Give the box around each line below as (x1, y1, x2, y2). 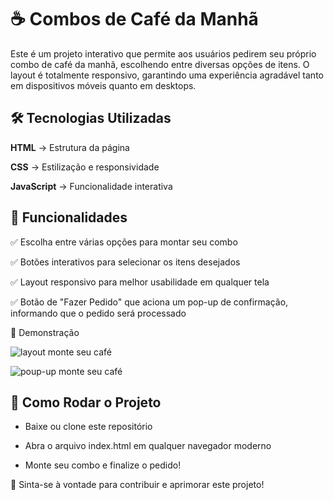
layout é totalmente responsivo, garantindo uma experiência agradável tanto (10, 69, 324, 81)
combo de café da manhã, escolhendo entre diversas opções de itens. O (10, 58, 310, 70)
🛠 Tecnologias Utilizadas (10, 110, 172, 127)
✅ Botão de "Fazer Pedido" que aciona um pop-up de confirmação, (10, 296, 289, 308)
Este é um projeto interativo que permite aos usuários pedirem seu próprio (10, 47, 317, 60)
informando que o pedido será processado (10, 307, 187, 319)
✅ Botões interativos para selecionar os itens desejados (10, 256, 241, 268)
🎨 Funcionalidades (10, 209, 128, 226)
